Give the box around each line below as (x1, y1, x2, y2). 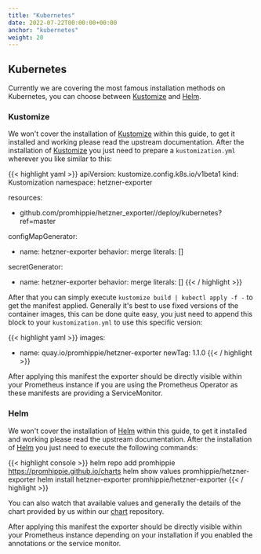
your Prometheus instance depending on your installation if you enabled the (8, 530, 253, 539)
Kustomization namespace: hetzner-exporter (8, 178, 153, 187)
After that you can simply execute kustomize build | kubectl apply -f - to (8, 292, 253, 303)
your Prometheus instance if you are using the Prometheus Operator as (8, 380, 238, 390)
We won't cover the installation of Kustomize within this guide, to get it (8, 129, 235, 138)
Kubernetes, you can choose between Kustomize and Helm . (8, 92, 201, 101)
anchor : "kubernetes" (8, 26, 79, 34)
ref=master (19, 217, 56, 226)
